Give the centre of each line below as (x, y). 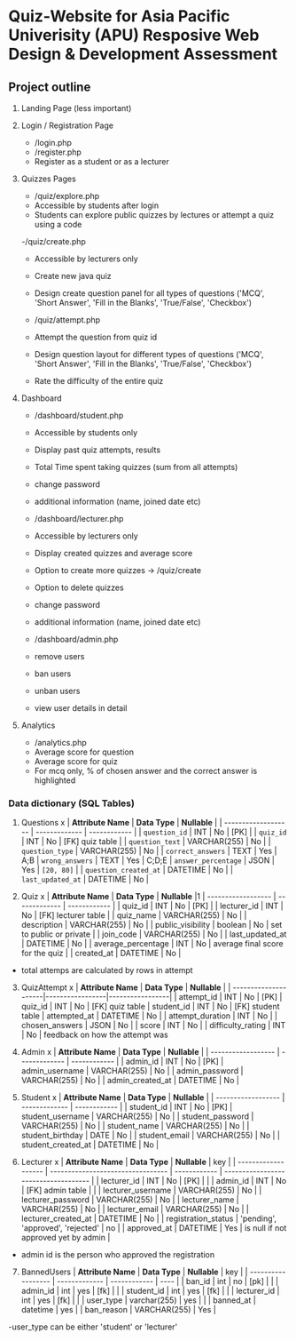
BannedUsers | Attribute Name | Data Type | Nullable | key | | (135, 1272)
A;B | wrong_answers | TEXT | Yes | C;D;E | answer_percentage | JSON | (148, 860)
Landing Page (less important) (76, 108)
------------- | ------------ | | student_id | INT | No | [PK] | (127, 1107)
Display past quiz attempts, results (97, 450)
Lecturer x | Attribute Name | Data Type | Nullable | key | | (129, 1162)
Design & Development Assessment (143, 54)
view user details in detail (81, 708)
